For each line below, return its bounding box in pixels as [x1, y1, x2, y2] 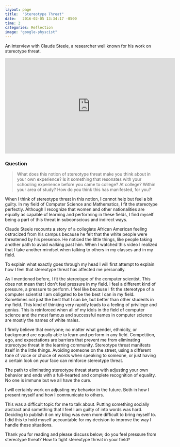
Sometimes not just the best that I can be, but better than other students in [5, 297, 154, 303]
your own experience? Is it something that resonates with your [16, 176, 142, 182]
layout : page [5, 7, 32, 12]
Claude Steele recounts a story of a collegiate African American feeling [5, 226, 147, 232]
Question [5, 160, 28, 167]
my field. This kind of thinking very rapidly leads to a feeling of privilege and [5, 302, 157, 308]
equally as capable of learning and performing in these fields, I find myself [5, 212, 154, 218]
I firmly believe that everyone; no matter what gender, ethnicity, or [5, 327, 137, 333]
